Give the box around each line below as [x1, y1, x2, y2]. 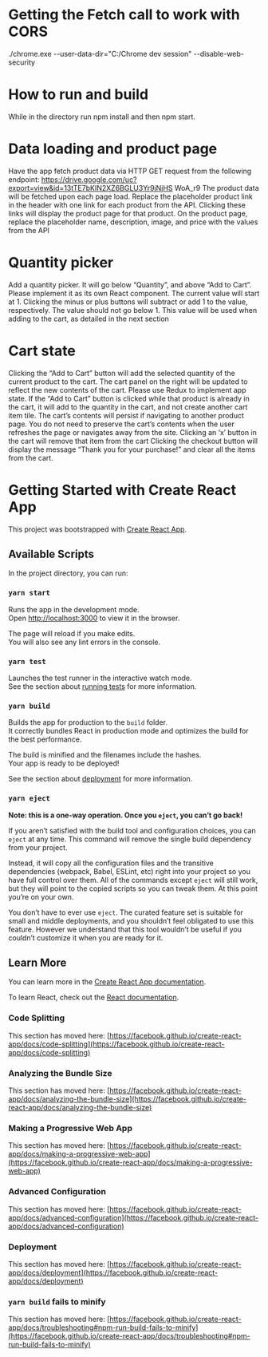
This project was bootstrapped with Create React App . [8, 524, 187, 534]
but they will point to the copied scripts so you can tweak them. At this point [8, 884, 258, 893]
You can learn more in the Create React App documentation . [8, 977, 207, 987]
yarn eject [8, 794, 50, 803]
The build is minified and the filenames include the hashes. [8, 750, 202, 760]
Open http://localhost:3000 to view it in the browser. [8, 613, 180, 623]
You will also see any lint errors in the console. [8, 637, 161, 647]
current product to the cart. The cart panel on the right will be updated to [8, 377, 248, 386]
